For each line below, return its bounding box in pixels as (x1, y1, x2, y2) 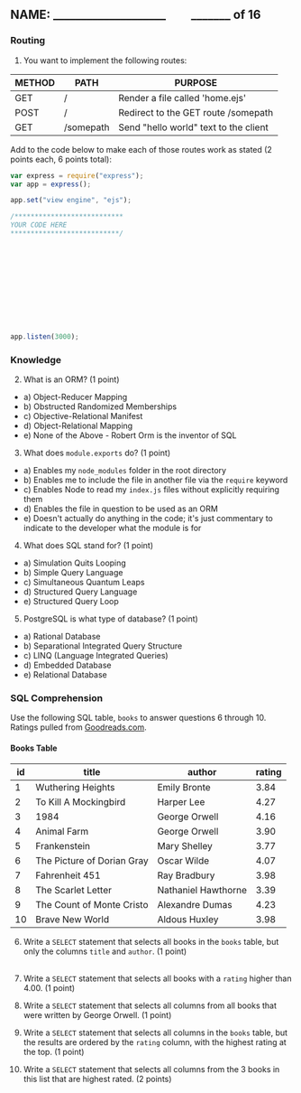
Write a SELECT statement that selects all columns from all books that (23, 1000, 278, 1011)
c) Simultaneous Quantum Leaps (23, 577, 145, 588)
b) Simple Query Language (23, 567, 123, 578)
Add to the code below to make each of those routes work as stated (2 (10, 144, 273, 154)
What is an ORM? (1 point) (23, 374, 120, 385)
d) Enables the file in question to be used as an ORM (23, 503, 219, 514)
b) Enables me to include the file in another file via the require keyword (23, 474, 288, 486)
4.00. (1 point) (23, 982, 76, 993)
